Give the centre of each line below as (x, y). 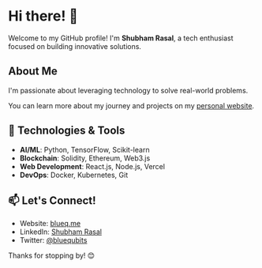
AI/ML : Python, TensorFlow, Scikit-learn (84, 149)
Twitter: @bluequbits (53, 240)
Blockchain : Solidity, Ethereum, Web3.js (85, 158)
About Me (33, 72)
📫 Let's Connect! (52, 200)
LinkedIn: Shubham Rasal (61, 232)
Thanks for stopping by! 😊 (52, 255)
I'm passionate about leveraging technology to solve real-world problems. (128, 90)
